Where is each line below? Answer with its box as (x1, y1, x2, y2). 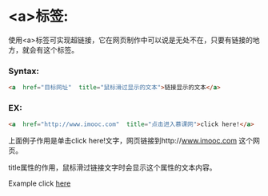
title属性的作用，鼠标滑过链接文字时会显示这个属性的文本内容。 (8, 163, 218, 172)
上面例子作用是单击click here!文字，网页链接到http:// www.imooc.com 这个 (8, 136, 254, 146)
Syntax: (8, 65, 40, 76)
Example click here (8, 178, 71, 188)
